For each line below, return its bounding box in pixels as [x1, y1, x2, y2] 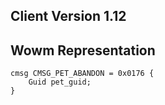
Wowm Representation [10, 42, 156, 59]
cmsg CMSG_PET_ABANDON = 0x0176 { [10, 69, 155, 79]
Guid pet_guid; [28, 77, 92, 88]
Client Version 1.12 [10, 8, 127, 25]
